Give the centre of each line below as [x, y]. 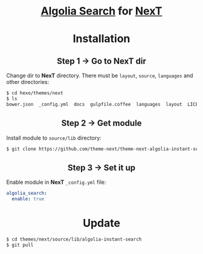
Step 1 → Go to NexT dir [101, 61]
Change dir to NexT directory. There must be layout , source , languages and [100, 76]
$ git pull [20, 245]
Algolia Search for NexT [101, 11]
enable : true [28, 199]
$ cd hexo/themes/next [35, 93]
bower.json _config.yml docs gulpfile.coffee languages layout [94, 104]
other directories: [28, 82]
